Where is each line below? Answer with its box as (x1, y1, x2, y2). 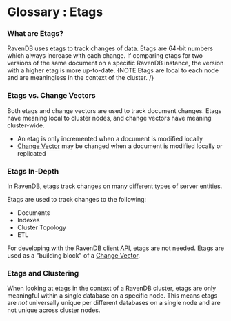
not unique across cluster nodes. (7, 306, 101, 314)
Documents (17, 209, 50, 217)
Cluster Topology (17, 223, 67, 231)
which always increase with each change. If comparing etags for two (7, 52, 203, 60)
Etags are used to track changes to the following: (7, 196, 147, 204)
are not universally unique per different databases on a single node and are (7, 299, 221, 307)
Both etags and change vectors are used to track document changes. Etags (7, 106, 222, 114)
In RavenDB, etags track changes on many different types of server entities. (7, 182, 223, 190)
